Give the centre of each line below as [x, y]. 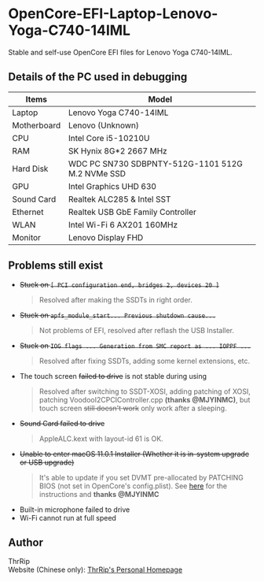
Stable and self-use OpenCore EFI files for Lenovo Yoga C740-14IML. [121, 52]
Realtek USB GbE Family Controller [132, 212]
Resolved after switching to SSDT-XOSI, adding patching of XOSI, [145, 391]
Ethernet [28, 212]
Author [26, 542]
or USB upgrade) [47, 462]
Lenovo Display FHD [106, 237]
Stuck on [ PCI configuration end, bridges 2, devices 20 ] [119, 284]
